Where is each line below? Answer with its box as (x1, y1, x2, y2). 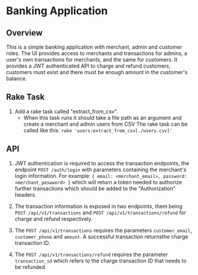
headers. (14, 191, 37, 198)
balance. (6, 75, 28, 82)
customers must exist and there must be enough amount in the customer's (6, 69, 188, 75)
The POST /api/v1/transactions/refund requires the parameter (14, 251, 168, 258)
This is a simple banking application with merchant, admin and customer (6, 43, 182, 50)
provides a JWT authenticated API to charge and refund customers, (6, 62, 171, 69)
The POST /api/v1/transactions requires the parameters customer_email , (14, 226, 192, 234)
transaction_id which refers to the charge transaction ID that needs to (14, 257, 187, 264)
